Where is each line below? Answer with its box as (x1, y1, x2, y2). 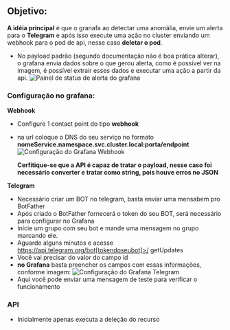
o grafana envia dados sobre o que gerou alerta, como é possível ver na (16, 58, 221, 67)
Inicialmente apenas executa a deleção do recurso (16, 316, 160, 324)
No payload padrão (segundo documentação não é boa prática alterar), (16, 52, 220, 60)
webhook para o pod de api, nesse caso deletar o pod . (7, 38, 163, 47)
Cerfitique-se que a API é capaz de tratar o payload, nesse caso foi (16, 161, 212, 169)
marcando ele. (16, 232, 58, 240)
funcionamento (16, 283, 60, 291)
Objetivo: (7, 5, 48, 17)
